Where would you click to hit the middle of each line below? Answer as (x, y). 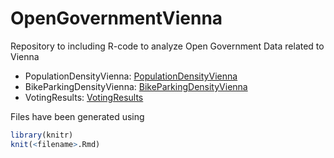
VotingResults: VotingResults (84, 97)
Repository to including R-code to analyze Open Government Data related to (167, 46)
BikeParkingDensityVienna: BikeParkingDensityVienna (136, 86)
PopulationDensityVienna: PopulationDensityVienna (131, 76)
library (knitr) (42, 135)
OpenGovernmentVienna (116, 18)
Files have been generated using (77, 116)
